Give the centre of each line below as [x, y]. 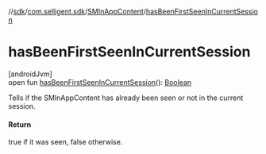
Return [20, 124]
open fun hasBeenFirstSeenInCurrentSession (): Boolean [100, 82]
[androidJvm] [31, 74]
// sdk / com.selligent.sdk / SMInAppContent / [77, 12]
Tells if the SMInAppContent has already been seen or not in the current [126, 98]
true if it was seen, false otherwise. [66, 142]
